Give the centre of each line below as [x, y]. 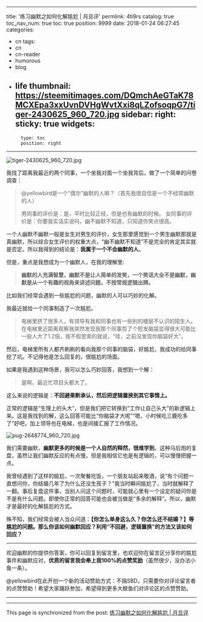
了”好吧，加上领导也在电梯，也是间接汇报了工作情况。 [74, 423]
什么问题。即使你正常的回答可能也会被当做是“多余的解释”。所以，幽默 [109, 498]
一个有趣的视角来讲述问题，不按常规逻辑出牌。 [95, 282]
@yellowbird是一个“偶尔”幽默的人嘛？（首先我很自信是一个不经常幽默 [108, 193]
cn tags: [25, 41]
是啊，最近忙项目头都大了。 [56, 382]
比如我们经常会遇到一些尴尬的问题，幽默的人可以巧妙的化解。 [83, 295]
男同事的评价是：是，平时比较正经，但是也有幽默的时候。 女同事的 [104, 213]
